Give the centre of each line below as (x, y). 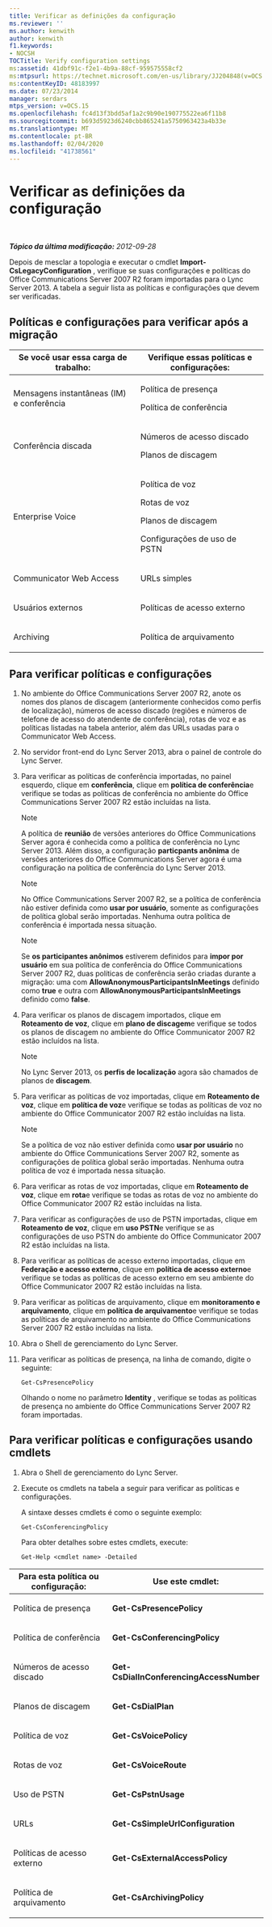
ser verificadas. (35, 297)
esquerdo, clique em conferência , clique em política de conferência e (137, 785)
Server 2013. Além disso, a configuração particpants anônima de (130, 850)
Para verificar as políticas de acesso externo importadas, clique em (133, 1260)
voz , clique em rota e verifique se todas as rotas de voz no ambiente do (140, 1195)
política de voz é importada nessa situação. (93, 1171)
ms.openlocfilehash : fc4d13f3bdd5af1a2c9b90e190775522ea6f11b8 (118, 114)
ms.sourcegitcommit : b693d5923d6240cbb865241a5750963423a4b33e (118, 121)
